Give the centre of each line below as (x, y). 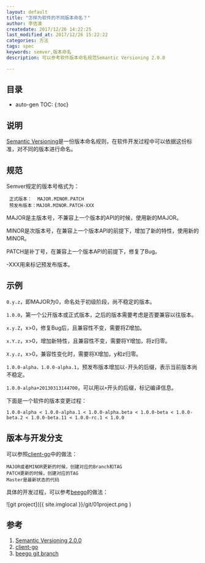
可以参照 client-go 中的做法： (42, 454)
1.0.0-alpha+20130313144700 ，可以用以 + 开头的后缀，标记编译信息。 (92, 387)
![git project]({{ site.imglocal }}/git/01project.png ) (69, 504)
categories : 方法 (28, 41)
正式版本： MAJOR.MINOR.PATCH (47, 199)
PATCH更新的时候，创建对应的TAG (43, 473)
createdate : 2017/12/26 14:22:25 (49, 29)
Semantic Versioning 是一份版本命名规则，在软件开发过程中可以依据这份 (97, 141)
